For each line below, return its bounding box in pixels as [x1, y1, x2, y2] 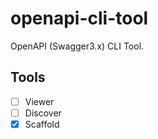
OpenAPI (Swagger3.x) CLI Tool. [10, 40, 145, 52]
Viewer [24, 95, 55, 107]
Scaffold [24, 118, 60, 130]
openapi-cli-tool [10, 7, 149, 30]
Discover [24, 107, 62, 119]
